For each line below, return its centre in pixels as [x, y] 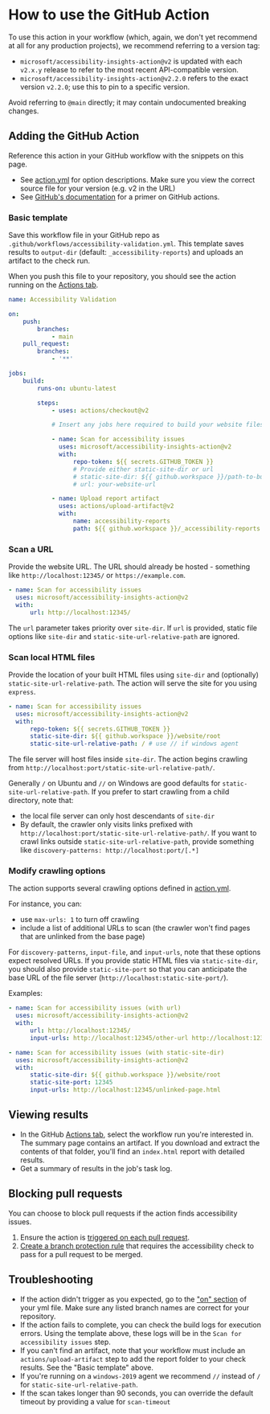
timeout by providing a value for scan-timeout [95, 1401]
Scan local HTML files [52, 657]
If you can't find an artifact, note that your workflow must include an [133, 1350]
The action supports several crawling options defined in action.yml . [120, 888]
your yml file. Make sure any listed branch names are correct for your [135, 1307]
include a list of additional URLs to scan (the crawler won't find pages [135, 928]
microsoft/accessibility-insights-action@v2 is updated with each [131, 61]
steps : [48, 403]
